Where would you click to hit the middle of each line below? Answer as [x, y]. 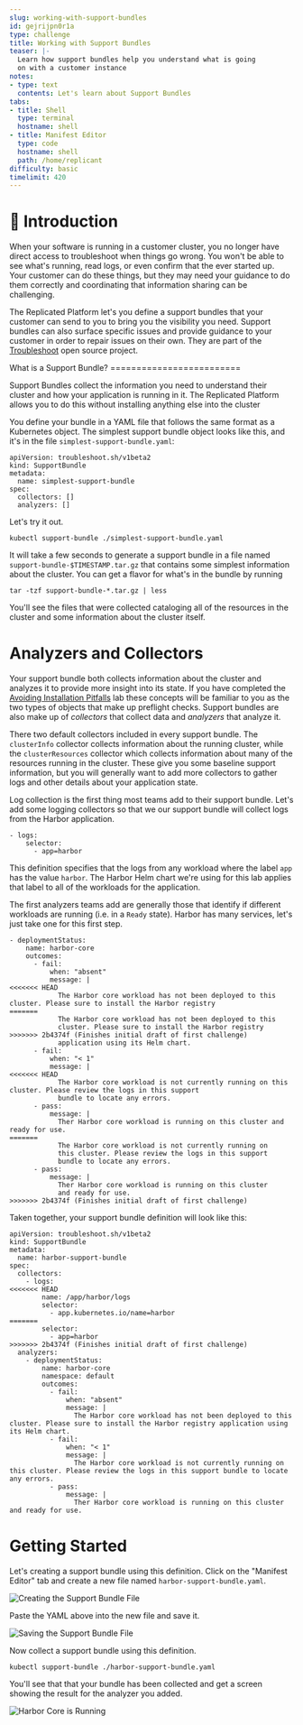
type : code [38, 143]
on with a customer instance [72, 69]
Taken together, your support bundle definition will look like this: [129, 1218]
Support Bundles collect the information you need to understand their [138, 385]
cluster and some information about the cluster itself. [107, 617]
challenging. [32, 295]
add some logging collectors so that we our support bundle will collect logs [149, 809]
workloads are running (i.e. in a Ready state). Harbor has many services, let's [151, 914]
